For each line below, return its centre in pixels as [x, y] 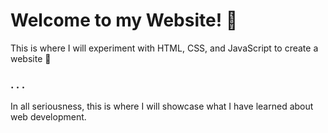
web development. [48, 117]
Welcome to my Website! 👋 [124, 20]
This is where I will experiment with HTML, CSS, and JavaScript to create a [164, 48]
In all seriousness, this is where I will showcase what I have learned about [162, 106]
